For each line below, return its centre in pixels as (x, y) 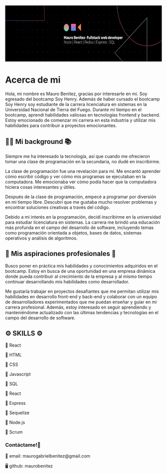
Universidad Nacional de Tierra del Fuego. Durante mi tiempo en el (73, 110)
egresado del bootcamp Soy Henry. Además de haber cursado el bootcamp (83, 99)
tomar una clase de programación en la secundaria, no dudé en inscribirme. (83, 161)
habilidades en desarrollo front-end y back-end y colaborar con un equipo (81, 296)
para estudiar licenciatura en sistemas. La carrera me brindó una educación (83, 222)
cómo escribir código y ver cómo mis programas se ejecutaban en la (76, 176)
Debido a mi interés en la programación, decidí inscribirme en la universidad (83, 217)
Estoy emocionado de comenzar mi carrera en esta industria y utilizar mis (80, 120)
